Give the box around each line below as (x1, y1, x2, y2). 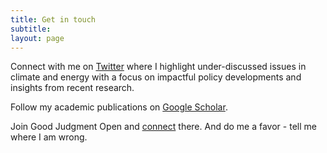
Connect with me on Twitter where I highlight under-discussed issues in (10, 61, 307, 73)
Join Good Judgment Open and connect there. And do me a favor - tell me (10, 121, 317, 133)
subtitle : (10, 24, 52, 34)
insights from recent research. (10, 82, 135, 94)
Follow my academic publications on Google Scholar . (10, 101, 228, 113)
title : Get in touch (10, 14, 97, 25)
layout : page (10, 33, 65, 43)
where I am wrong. (10, 131, 88, 143)
